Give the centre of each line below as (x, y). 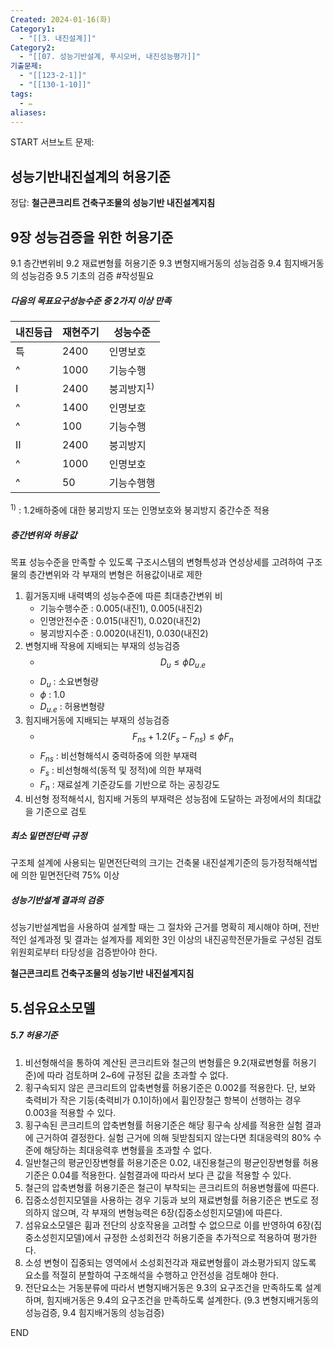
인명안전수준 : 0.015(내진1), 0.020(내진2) (120, 620)
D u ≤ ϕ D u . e (182, 663)
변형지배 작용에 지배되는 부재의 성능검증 (102, 645)
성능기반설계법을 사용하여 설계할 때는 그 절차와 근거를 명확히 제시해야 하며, (156, 927)
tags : (21, 94)
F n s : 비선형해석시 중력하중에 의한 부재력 (118, 757)
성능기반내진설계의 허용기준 (91, 176)
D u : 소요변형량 (69, 682)
